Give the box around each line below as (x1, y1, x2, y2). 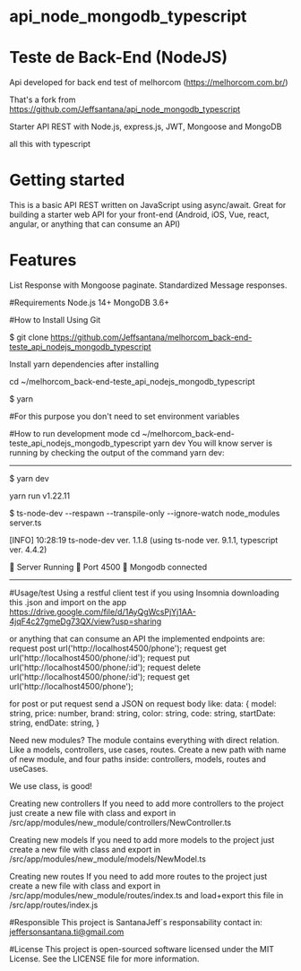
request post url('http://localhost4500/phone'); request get (9, 643, 227, 654)
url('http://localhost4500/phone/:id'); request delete (9, 662, 202, 672)
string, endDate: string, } (9, 717, 100, 728)
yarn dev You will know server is (152, 438, 273, 448)
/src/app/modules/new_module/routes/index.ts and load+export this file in (9, 890, 284, 900)
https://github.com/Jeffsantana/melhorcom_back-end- (50, 332, 253, 342)
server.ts (9, 517, 42, 528)
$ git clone (9, 332, 49, 342)
